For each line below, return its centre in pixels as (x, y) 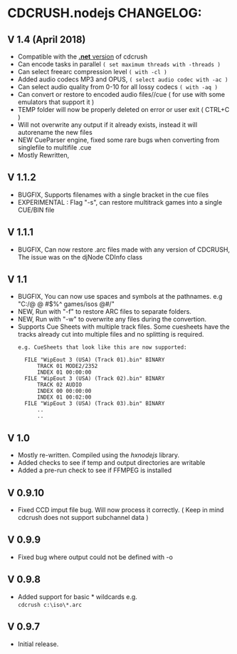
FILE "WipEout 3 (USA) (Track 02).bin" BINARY (95, 379)
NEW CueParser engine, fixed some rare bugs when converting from (118, 140)
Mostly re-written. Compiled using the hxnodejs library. (99, 455)
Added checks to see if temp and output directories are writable (111, 463)
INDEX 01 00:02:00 (64, 397)
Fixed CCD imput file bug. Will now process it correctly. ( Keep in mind (121, 510)
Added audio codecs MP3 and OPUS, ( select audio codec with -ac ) (123, 79)
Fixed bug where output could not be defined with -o (95, 557)
